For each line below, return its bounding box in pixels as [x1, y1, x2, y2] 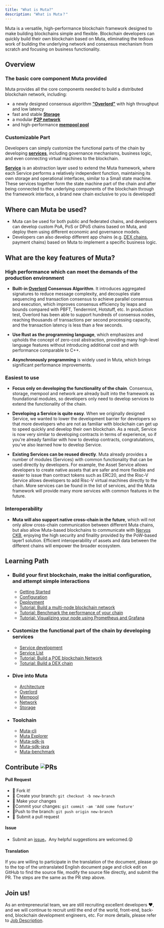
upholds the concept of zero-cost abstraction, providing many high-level [12, 337, 159, 343]
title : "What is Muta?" [5, 7, 54, 12]
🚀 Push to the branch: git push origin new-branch [12, 808, 113, 814]
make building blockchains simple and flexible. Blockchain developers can [5, 30, 155, 36]
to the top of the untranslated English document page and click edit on [5, 864, 147, 870]
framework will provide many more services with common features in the [12, 488, 160, 494]
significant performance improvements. [12, 362, 92, 368]
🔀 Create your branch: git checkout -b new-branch [12, 792, 115, 798]
